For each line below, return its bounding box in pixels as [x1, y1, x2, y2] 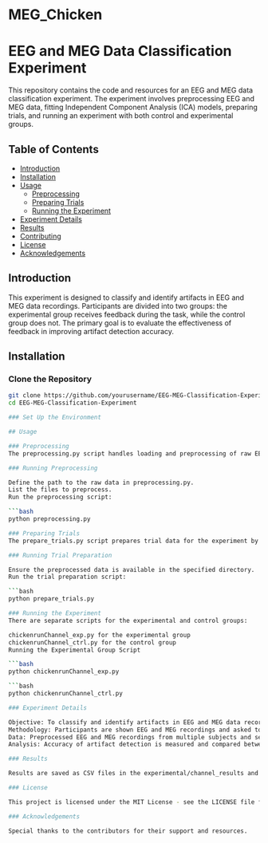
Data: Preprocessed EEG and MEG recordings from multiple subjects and [8, 733, 251, 741]
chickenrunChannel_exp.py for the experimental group [8, 631, 191, 639]
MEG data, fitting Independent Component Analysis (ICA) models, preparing [8, 102, 258, 112]
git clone [8, 392, 41, 400]
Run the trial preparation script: [8, 573, 127, 581]
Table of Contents [8, 142, 100, 156]
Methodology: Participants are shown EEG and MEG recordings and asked [8, 726, 251, 734]
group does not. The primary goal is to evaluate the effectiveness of [8, 317, 232, 328]
